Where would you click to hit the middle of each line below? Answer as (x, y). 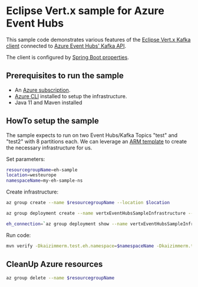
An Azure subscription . (42, 90)
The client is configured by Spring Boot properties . (68, 57)
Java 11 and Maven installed (48, 102)
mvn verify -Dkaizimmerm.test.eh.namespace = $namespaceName (80, 246)
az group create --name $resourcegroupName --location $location (88, 203)
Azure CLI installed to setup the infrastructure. (71, 96)
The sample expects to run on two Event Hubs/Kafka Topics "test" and (92, 135)
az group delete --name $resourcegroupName (60, 278)
